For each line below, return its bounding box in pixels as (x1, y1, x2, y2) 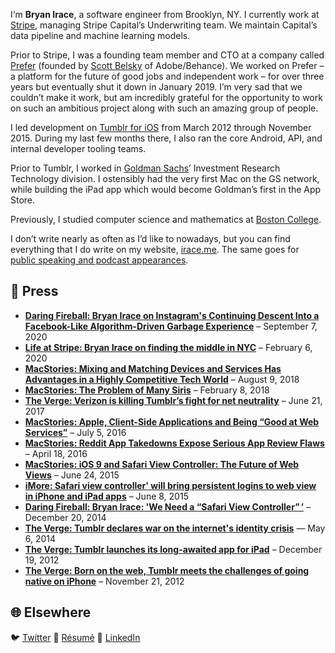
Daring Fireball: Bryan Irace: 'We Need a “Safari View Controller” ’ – (24, 500, 312, 513)
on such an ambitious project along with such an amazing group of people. (10, 102, 319, 114)
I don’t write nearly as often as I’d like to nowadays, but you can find (10, 233, 291, 244)
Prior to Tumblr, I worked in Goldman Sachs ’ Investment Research (10, 162, 281, 174)
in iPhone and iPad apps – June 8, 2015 (24, 490, 189, 502)
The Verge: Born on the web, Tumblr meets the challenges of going (24, 564, 310, 576)
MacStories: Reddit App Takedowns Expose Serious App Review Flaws (24, 437, 325, 449)
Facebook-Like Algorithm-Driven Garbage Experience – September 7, (24, 320, 318, 332)
